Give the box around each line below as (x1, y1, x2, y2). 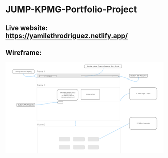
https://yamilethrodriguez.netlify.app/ (5, 31, 128, 40)
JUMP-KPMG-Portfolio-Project (5, 4, 137, 15)
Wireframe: (5, 48, 42, 57)
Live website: (5, 24, 48, 32)
